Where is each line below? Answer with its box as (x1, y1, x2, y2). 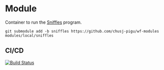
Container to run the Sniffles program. (5, 19, 82, 25)
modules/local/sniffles (5, 33, 54, 38)
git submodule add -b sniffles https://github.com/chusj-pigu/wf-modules (5, 29, 160, 34)
